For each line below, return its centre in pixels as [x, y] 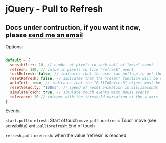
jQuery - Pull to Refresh [54, 9]
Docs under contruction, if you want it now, [73, 27]
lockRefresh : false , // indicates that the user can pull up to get [82, 74]
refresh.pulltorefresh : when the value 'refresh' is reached [66, 135]
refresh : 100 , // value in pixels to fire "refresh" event [72, 69]
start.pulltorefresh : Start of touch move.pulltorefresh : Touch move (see [81, 120]
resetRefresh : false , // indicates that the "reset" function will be [84, 78]
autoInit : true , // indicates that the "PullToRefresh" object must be [85, 83]
